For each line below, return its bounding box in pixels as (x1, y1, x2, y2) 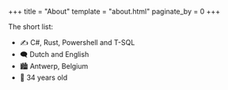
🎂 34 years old (19, 73, 68, 82)
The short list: (8, 22, 54, 31)
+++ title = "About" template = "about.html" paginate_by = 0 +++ (8, 7, 220, 16)
